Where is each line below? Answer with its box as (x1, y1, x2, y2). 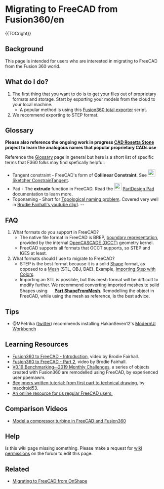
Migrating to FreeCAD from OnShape (12, 478, 87, 484)
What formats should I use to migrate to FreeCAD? (12, 255, 115, 261)
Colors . (19, 271, 35, 277)
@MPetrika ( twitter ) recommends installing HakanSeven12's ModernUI (12, 321, 156, 326)
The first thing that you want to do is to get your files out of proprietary (12, 91, 157, 97)
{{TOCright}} (5, 30, 31, 36)
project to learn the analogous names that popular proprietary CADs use (5, 145, 157, 151)
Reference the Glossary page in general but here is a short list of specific (5, 154, 154, 160)
